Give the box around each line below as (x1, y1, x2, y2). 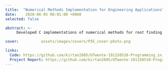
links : (5, 48, 19, 53)
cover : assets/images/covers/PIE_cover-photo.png (5, 39, 131, 44)
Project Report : (9, 57, 43, 62)
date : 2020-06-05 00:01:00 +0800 (5, 12, 81, 17)
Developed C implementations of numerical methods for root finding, (16, 30, 164, 35)
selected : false (5, 16, 39, 21)
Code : (9, 53, 21, 58)
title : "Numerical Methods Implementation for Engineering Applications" (5, 7, 164, 12)
